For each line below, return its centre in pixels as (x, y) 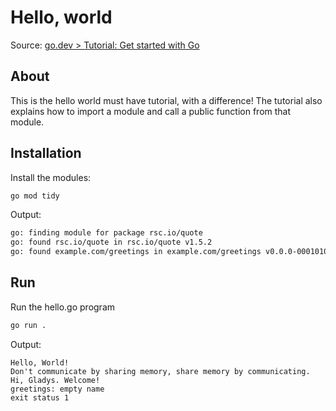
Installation (46, 153)
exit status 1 (40, 397)
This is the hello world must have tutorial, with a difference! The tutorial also (166, 100)
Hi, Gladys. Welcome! (55, 380)
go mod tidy (35, 196)
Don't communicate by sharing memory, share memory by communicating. (160, 371)
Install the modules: (51, 177)
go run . (28, 325)
